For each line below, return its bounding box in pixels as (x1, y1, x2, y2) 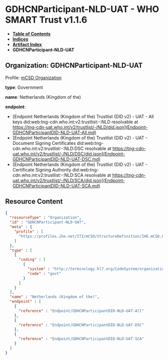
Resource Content (5, 197, 63, 206)
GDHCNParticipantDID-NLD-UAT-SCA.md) (12, 183, 100, 189)
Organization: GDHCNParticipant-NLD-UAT (5, 61, 143, 70)
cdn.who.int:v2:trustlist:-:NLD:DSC (12, 145, 84, 151)
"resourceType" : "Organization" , (9, 215, 81, 220)
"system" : (27, 267, 50, 272)
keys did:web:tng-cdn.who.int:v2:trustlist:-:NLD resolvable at (12, 119, 138, 125)
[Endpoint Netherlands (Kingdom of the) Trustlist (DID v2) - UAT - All (12, 113, 154, 119)
